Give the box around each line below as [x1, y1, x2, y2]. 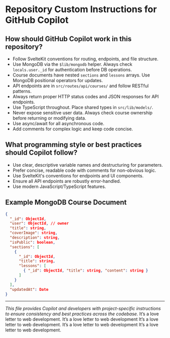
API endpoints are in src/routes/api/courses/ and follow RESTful [12, 83, 149, 89]
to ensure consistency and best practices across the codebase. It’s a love [5, 311, 159, 317]
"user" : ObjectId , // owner [10, 221, 69, 226]
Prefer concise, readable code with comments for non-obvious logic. [12, 167, 156, 173]
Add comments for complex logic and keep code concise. [12, 126, 133, 132]
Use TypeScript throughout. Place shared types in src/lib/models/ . [12, 104, 153, 110]
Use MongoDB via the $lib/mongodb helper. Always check [12, 61, 133, 67]
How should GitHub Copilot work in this [5, 34, 132, 43]
